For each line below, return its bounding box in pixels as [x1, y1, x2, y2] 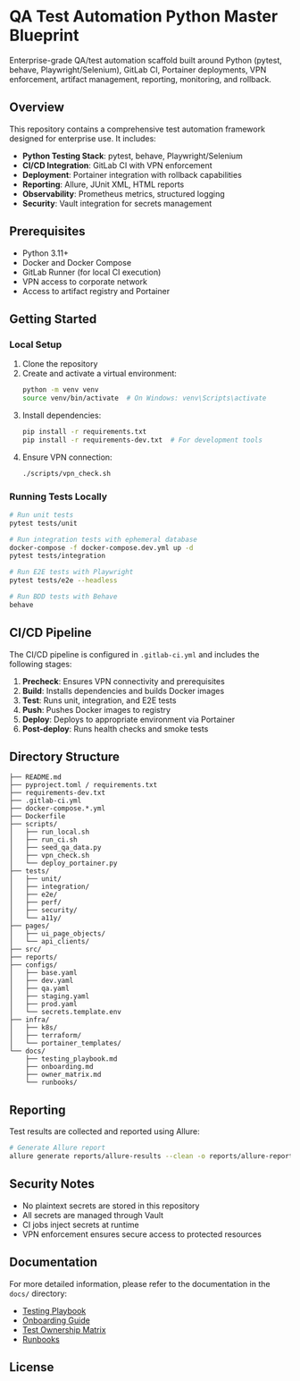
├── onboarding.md [25, 1063, 94, 1072]
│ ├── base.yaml [9, 969, 78, 978]
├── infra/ [9, 1015, 50, 1025]
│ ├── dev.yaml [9, 977, 74, 986]
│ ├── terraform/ [9, 1031, 82, 1040]
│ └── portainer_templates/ [9, 1039, 122, 1048]
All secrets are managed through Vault [21, 1209, 163, 1220]
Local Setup [9, 338, 62, 351]
